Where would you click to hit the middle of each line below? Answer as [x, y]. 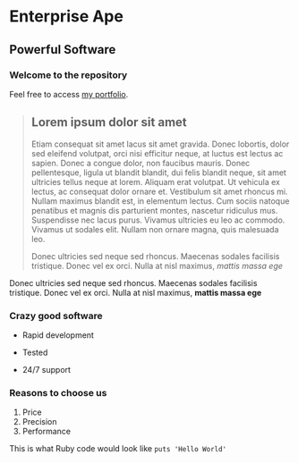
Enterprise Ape [66, 17]
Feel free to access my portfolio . [69, 94]
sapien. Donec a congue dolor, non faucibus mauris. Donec [140, 163]
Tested [35, 352]
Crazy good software [56, 316]
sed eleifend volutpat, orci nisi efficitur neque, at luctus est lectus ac [157, 153]
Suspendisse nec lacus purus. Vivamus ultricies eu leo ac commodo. [158, 220]
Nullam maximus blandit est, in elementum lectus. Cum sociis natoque [160, 201]
